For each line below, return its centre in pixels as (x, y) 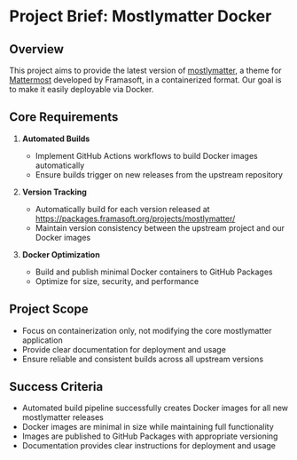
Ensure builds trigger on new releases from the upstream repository (159, 174)
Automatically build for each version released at (122, 209)
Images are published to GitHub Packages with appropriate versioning (150, 436)
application (43, 340)
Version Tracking (54, 192)
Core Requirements (64, 117)
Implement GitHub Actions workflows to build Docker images (147, 155)
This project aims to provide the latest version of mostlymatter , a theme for (145, 70)
